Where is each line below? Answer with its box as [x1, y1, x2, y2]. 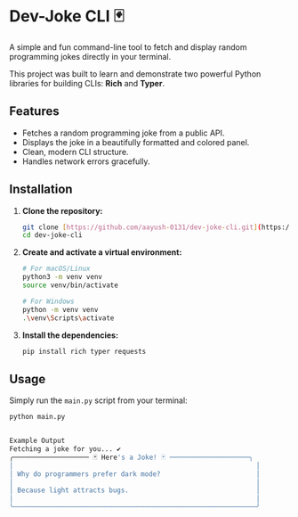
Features [9, 103, 60, 119]
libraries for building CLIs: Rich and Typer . [9, 78, 165, 88]
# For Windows [21, 297, 75, 306]
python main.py [9, 413, 66, 422]
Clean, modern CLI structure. [21, 146, 129, 157]
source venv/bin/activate [21, 281, 118, 290]
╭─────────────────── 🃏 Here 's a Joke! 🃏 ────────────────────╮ [9, 453, 254, 462]
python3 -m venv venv [21, 273, 103, 282]
